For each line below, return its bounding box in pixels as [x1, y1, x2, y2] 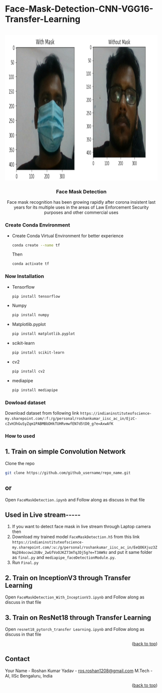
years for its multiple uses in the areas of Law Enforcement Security [14, 205, 149, 210]
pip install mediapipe [12, 387, 58, 392]
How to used [5, 433, 35, 439]
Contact [5, 655, 30, 663]
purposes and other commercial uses [44, 210, 118, 215]
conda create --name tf [12, 242, 60, 248]
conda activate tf [12, 261, 49, 266]
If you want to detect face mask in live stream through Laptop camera [12, 524, 151, 530]
